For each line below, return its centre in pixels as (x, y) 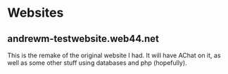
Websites (36, 13)
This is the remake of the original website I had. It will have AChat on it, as (114, 55)
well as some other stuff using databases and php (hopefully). (97, 63)
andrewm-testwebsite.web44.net (83, 39)
